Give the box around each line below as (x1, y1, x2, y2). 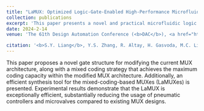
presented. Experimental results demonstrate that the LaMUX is (6, 85, 165, 92)
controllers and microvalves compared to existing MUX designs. (6, 98, 166, 105)
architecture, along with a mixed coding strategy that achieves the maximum (6, 66, 197, 73)
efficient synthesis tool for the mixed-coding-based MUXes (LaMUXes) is (6, 78, 190, 86)
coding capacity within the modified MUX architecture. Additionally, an (6, 72, 183, 79)
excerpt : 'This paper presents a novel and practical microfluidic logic (6, 20, 197, 26)
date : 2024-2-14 (6, 25, 47, 32)
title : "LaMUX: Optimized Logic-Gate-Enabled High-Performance (6, 8, 170, 15)
